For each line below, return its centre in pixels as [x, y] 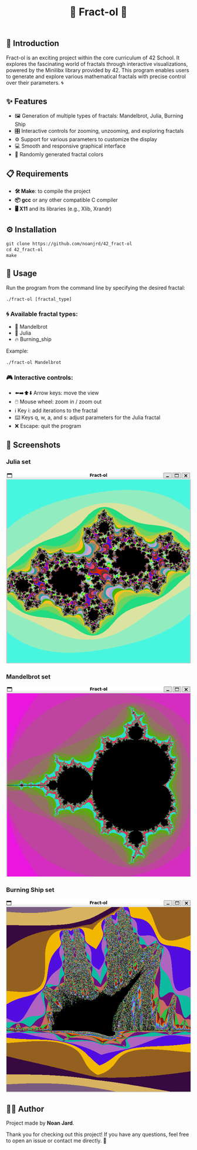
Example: [17, 351]
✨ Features [27, 101]
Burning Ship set [30, 890]
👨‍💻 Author [25, 1109]
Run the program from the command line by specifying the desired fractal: [96, 287]
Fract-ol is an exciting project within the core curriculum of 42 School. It [93, 58]
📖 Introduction [33, 44]
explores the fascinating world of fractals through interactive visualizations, [97, 63]
